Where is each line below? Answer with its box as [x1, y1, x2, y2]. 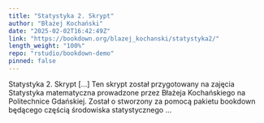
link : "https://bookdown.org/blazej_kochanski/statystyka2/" [8, 34, 220, 43]
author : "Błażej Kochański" [8, 19, 104, 28]
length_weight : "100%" [8, 42, 85, 50]
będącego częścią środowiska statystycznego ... [8, 104, 172, 114]
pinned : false [8, 57, 57, 66]
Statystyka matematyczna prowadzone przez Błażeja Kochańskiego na [8, 87, 246, 97]
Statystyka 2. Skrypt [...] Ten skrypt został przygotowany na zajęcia [8, 78, 236, 89]
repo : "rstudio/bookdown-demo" [8, 49, 115, 57]
